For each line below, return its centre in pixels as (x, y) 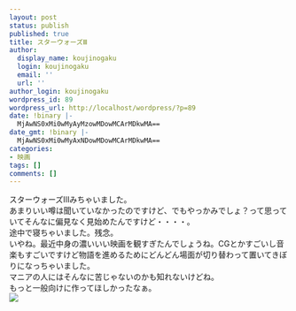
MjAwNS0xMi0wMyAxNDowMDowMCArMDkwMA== (89, 140)
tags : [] (25, 165)
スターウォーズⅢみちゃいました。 (70, 200)
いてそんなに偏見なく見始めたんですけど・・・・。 (102, 222)
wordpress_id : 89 (41, 99)
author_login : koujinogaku (59, 91)
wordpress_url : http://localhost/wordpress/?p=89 (103, 108)
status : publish (39, 26)
